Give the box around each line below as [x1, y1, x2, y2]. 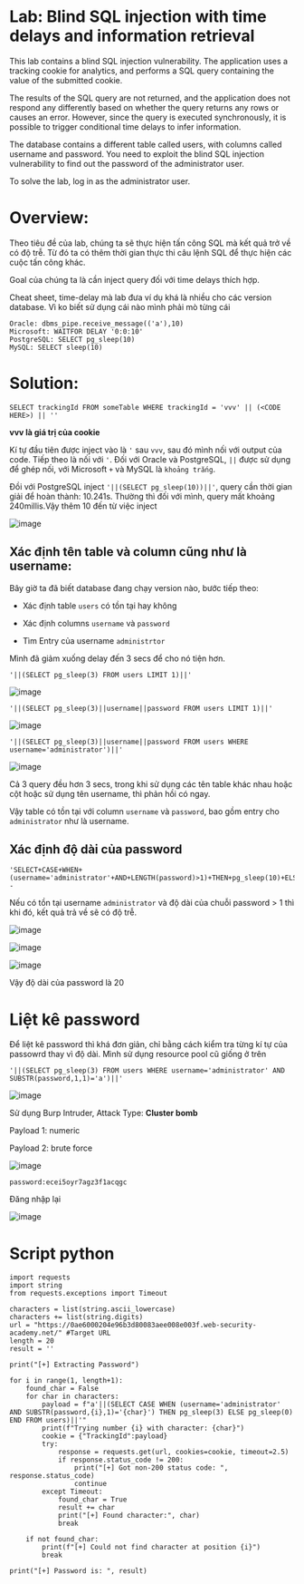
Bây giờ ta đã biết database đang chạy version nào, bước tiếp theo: [9, 582, 260, 593]
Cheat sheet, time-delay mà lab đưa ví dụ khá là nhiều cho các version [9, 292, 272, 303]
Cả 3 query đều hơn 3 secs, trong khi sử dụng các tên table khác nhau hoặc [9, 778, 293, 790]
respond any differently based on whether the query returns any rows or [9, 102, 280, 112]
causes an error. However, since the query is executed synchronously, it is [9, 112, 287, 122]
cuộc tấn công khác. [9, 257, 86, 267]
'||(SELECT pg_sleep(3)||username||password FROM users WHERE [9, 737, 249, 746]
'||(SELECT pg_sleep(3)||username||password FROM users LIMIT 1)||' [9, 704, 273, 713]
